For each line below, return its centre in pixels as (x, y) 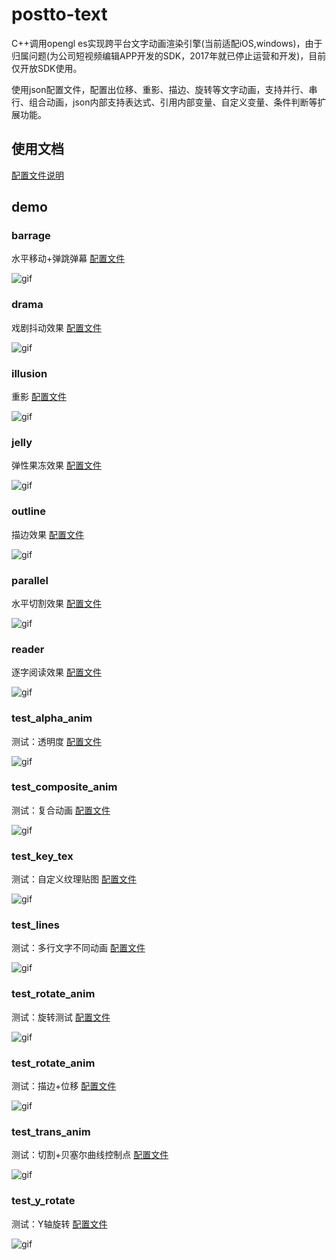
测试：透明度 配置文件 (56, 741)
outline (29, 511)
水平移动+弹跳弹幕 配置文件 (68, 259)
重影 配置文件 (39, 397)
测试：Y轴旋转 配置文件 (59, 1224)
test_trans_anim (51, 1131)
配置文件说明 (37, 175)
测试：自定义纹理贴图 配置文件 (74, 879)
